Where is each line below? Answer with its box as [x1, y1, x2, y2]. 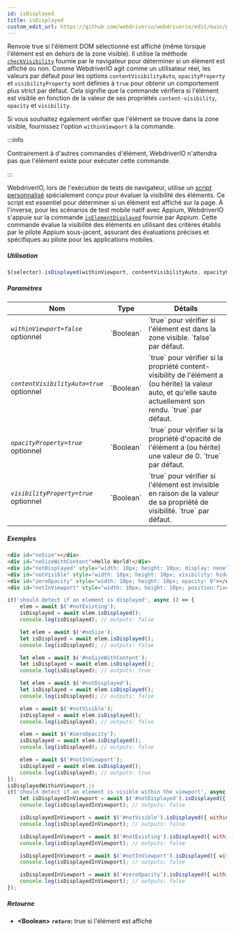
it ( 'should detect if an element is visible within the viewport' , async [7, 788, 226, 796]
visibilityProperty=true [10, 490, 93, 498]
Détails [173, 304, 198, 313]
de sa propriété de [148, 497, 209, 507]
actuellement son [148, 396, 205, 406]
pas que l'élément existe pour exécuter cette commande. [7, 157, 171, 165]
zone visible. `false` [148, 333, 212, 343]
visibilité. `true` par [148, 506, 210, 516]
